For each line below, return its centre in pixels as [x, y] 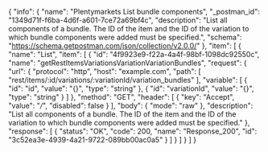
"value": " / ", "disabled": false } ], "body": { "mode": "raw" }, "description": [131, 105]
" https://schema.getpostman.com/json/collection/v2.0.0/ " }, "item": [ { [125, 46]
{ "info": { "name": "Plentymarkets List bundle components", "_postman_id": [134, 12]
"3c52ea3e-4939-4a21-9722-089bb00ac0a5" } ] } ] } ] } [103, 140]
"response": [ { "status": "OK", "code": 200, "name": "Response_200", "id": [133, 131]
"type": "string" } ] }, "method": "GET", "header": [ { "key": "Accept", [122, 97]
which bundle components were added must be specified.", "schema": [126, 37]
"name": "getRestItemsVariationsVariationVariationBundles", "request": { [128, 63]
